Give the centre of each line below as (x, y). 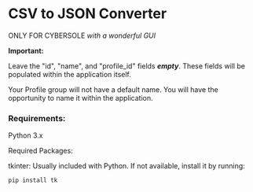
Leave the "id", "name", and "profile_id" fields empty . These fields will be (127, 66)
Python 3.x (26, 135)
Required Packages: (40, 151)
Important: (26, 50)
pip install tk (33, 181)
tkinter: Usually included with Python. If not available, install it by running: (126, 166)
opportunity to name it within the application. (81, 98)
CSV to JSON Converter (88, 14)
